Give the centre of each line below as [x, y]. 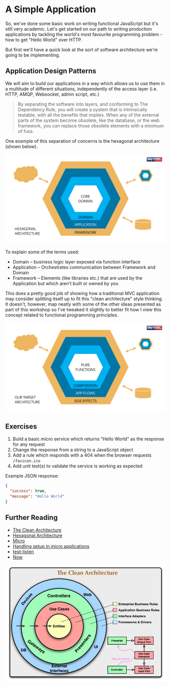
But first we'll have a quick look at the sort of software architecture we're [81, 49]
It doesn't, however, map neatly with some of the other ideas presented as [83, 304]
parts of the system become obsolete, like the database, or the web [89, 120]
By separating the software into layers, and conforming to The [83, 104]
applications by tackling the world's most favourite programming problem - [84, 34]
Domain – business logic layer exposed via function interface [77, 261]
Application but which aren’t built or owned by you [65, 283]
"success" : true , [28, 491]
